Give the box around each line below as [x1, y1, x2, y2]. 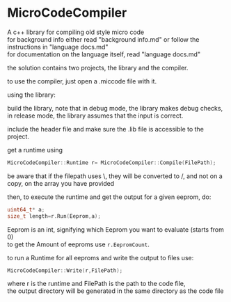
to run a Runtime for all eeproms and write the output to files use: [7, 253, 194, 262]
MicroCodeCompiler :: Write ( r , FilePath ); [7, 267, 123, 274]
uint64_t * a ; [7, 206, 45, 213]
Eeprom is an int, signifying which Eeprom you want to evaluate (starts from [7, 225, 225, 234]
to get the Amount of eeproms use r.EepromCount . [7, 240, 150, 248]
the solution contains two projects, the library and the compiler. [7, 63, 189, 72]
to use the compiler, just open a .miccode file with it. [7, 77, 157, 85]
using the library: [7, 90, 56, 99]
